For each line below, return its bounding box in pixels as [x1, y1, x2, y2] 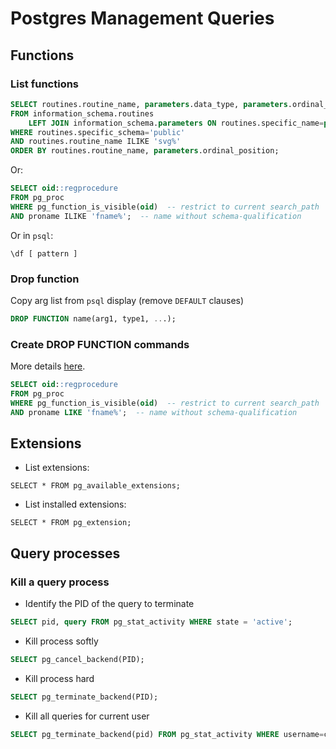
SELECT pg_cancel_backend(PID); [10, 654, 145, 664]
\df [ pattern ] [10, 248, 78, 259]
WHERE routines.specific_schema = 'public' [10, 127, 186, 137]
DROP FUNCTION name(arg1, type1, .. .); [10, 313, 177, 324]
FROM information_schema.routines [10, 108, 155, 119]
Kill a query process [10, 575, 110, 589]
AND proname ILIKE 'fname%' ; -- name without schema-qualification [10, 211, 302, 221]
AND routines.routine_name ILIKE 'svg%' [10, 137, 182, 147]
